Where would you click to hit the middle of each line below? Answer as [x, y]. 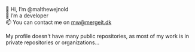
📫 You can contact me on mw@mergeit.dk [59, 22]
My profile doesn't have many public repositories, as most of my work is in [97, 36]
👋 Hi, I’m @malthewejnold [37, 9]
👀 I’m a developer [27, 16]
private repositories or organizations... [53, 42]
